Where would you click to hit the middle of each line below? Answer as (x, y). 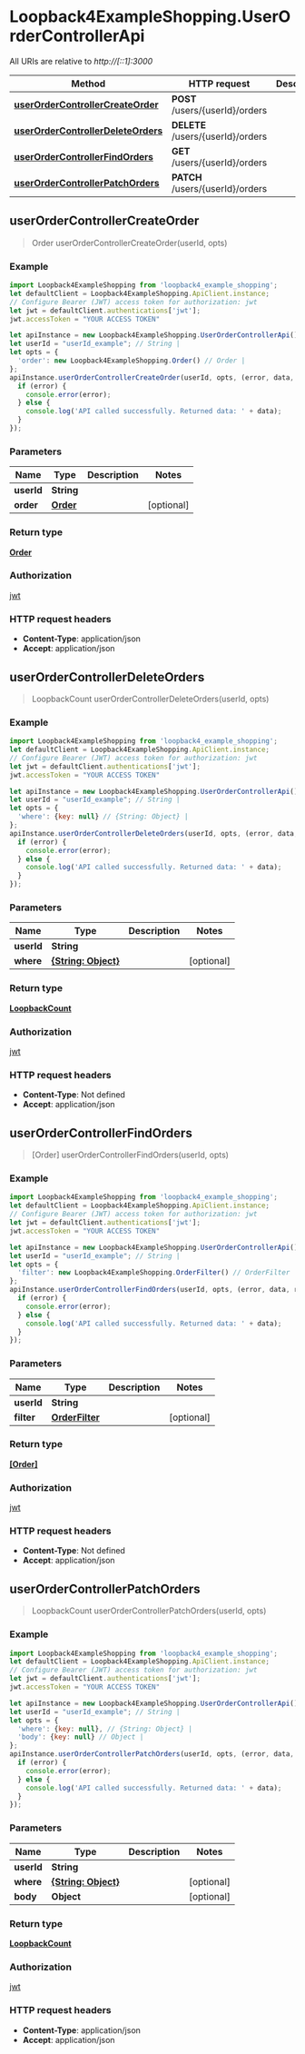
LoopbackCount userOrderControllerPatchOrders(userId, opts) (149, 1611)
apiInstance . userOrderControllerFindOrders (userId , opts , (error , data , (150, 1290)
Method (89, 84)
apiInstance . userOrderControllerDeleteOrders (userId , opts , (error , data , (154, 833)
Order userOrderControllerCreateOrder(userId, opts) (129, 243)
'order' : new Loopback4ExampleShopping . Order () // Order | (132, 361)
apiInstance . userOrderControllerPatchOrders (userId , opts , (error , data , (152, 1754)
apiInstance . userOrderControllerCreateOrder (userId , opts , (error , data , (152, 377)
